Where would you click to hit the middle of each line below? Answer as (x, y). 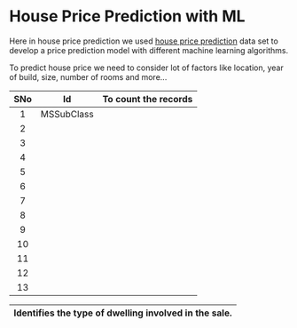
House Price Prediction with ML (127, 16)
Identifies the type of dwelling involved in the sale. (123, 313)
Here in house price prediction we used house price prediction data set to (144, 41)
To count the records (148, 99)
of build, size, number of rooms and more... (88, 76)
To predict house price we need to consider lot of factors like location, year (146, 68)
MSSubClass (67, 114)
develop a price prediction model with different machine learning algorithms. (149, 50)
